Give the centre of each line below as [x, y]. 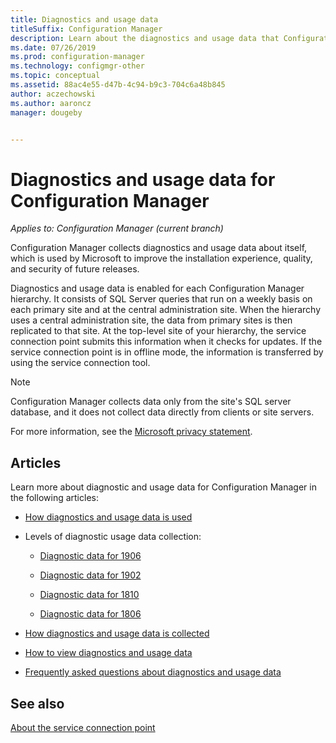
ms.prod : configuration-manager [77, 57]
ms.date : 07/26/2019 [53, 47]
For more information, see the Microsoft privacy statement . [131, 432]
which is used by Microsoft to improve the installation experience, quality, [161, 258]
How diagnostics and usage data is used [108, 517]
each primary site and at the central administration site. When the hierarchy [166, 310]
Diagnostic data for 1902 [90, 575]
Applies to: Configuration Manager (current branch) [117, 228]
